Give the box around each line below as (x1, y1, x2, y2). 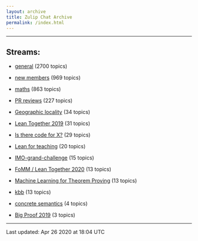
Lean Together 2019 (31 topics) (14, 120, 90, 127)
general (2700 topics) (14, 63, 68, 70)
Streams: (6, 47, 41, 57)
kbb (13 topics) (14, 188, 51, 196)
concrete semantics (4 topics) (14, 200, 88, 207)
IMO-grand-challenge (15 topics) (14, 154, 94, 161)
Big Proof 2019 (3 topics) (14, 211, 75, 219)
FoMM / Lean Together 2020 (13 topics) (14, 166, 112, 173)
